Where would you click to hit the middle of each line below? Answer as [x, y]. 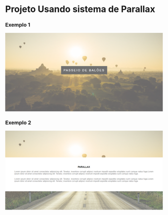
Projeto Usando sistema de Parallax [80, 9]
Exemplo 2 [18, 122]
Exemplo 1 [18, 25]
